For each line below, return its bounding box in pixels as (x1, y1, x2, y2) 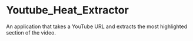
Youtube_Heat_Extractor (6, 4, 129, 17)
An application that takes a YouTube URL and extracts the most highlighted (6, 23, 188, 30)
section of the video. (6, 29, 56, 36)
